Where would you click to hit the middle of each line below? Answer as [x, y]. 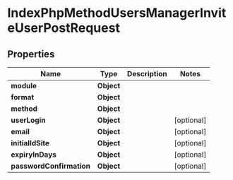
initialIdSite [30, 143]
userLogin [28, 120]
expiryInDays [34, 155]
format [23, 97]
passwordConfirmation [50, 166]
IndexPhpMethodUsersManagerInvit [117, 13]
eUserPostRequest [64, 28]
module [24, 86]
